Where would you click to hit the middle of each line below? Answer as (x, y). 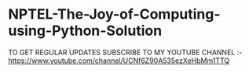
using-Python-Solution (85, 31)
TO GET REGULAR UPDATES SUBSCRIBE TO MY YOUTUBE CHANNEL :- (125, 52)
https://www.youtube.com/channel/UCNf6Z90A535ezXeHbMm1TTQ (119, 61)
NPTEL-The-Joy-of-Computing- (115, 14)
